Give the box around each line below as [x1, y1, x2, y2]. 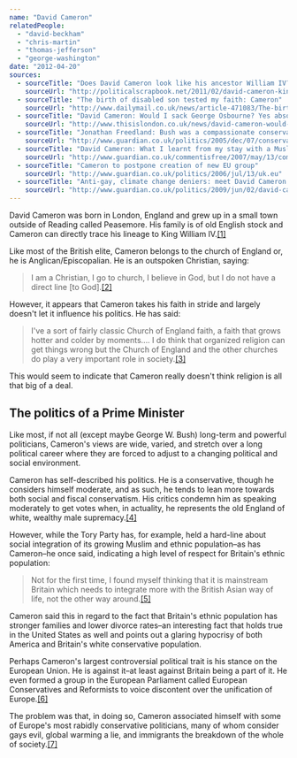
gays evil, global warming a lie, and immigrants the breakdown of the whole [9, 729, 285, 739]
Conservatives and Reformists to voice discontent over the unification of [9, 684, 273, 694]
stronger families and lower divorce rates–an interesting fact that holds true [9, 620, 283, 631]
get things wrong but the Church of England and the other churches [30, 344, 278, 355]
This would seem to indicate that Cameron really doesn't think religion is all [9, 371, 283, 381]
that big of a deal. [9, 380, 73, 390]
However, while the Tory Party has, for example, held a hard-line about [9, 529, 267, 540]
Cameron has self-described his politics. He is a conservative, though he [9, 474, 274, 485]
